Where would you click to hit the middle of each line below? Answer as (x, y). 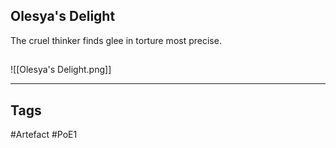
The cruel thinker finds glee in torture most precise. (116, 40)
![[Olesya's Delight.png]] (61, 70)
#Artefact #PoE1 (44, 135)
